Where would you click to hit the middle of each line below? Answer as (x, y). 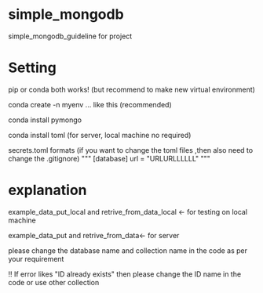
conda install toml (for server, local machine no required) (100, 135)
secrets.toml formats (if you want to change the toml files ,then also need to (131, 150)
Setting (32, 68)
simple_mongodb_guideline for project (70, 36)
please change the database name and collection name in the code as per (128, 250)
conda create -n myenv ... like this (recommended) (90, 104)
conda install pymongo (45, 120)
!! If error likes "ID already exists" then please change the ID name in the (125, 274)
